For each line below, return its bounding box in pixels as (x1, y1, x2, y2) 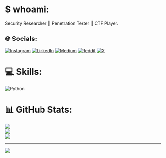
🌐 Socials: (5, 35, 38, 43)
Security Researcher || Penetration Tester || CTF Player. (5, 20, 119, 26)
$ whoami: (5, 4, 49, 15)
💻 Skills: (5, 66, 42, 77)
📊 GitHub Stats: (5, 104, 73, 115)
